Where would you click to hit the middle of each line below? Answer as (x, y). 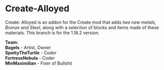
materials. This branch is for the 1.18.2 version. (52, 33)
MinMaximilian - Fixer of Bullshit (39, 63)
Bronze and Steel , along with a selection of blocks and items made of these (82, 27)
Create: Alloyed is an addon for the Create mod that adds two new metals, (81, 22)
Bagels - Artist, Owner (28, 47)
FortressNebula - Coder (30, 58)
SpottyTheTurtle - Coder (31, 53)
